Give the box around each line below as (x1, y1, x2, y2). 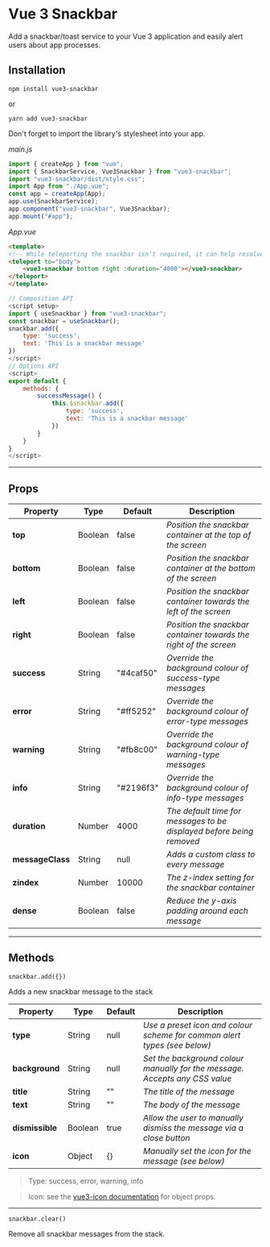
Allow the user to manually (143, 1112, 243, 1123)
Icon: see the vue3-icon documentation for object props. (27, 1191, 216, 1201)
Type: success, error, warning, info (27, 1176, 144, 1186)
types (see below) (143, 1039, 211, 1050)
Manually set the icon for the (143, 1145, 252, 1157)
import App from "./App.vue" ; (8, 182, 110, 190)
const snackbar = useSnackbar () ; (8, 317, 121, 325)
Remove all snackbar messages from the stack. (8, 1228, 166, 1238)
